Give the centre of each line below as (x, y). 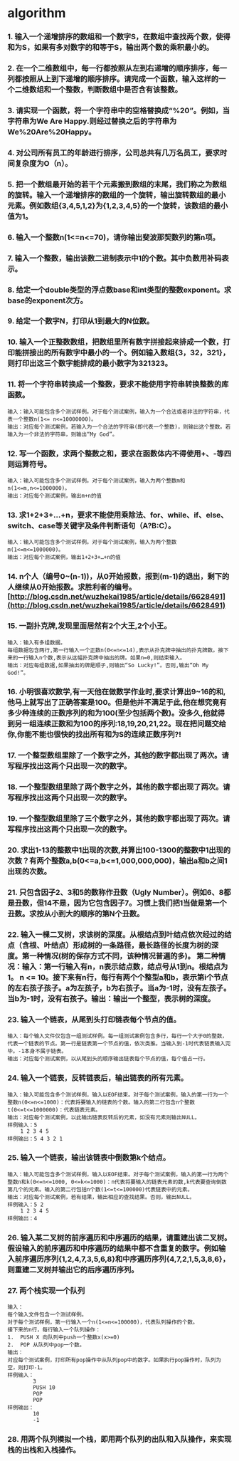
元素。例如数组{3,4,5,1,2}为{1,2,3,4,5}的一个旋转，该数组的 (110, 206)
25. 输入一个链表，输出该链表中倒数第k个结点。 (89, 1158)
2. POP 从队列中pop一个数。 (46, 1345)
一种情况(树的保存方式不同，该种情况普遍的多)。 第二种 (124, 955)
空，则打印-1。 (27, 1368)
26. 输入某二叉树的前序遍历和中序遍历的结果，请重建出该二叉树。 (119, 1237)
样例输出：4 (22, 1218)
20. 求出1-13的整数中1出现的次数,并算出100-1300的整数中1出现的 (119, 850)
